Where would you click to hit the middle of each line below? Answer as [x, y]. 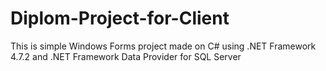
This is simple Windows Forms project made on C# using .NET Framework [163, 46]
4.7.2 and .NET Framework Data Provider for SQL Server [126, 56]
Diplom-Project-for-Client [120, 18]
